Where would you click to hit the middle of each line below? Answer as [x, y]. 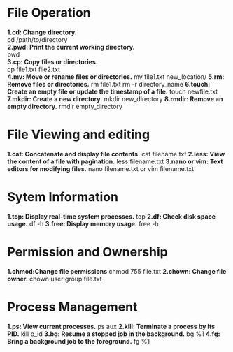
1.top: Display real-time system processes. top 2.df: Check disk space [111, 216]
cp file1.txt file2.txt [34, 69]
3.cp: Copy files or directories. [52, 61]
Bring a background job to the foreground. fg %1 [79, 341]
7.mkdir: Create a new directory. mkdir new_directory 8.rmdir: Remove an [115, 98]
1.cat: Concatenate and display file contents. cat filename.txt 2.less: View [116, 154]
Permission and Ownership [87, 252]
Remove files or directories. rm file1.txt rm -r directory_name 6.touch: [109, 84]
